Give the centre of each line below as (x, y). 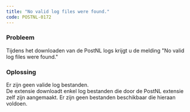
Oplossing (21, 72)
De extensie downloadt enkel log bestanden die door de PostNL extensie (95, 91)
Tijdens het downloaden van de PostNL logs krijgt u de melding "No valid (95, 50)
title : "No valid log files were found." (58, 11)
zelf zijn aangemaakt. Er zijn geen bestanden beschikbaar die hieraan (91, 97)
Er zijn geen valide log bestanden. (47, 85)
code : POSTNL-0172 (29, 17)
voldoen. (17, 104)
